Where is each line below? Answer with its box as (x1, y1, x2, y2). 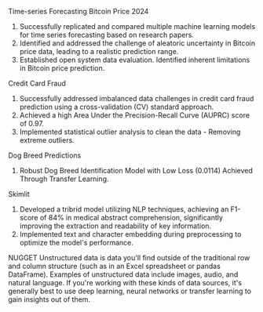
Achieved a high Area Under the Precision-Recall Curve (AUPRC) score (19, 111, 250, 120)
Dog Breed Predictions (8, 151, 82, 160)
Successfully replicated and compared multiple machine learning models (19, 22, 256, 31)
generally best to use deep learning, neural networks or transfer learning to (8, 286, 252, 296)
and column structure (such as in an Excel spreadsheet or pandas (8, 262, 221, 270)
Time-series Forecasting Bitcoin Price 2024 (8, 7, 149, 16)
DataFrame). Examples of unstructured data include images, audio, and (8, 270, 239, 279)
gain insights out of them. (8, 295, 91, 304)
